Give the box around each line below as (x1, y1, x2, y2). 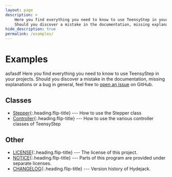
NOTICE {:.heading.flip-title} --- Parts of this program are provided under (12, 154, 166, 161)
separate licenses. (12, 160, 52, 166)
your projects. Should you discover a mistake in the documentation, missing (5, 75, 165, 82)
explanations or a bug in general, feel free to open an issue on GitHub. (5, 81, 154, 87)
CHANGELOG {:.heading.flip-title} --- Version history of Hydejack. (12, 165, 151, 172)
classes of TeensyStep (12, 121, 61, 127)
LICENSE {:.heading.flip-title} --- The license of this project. (12, 149, 138, 155)
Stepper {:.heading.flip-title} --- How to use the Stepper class (12, 110, 142, 116)
